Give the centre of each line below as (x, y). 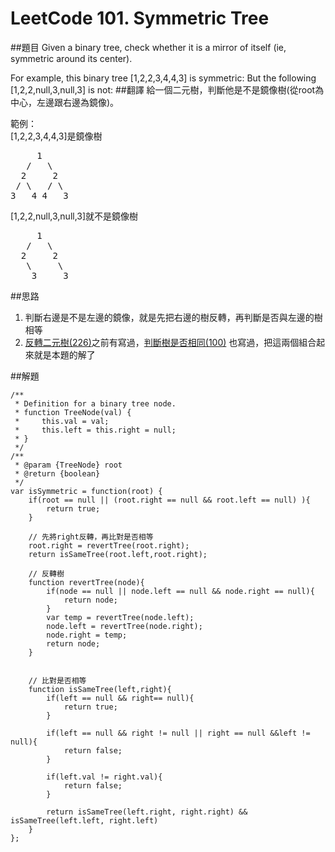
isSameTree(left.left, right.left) (84, 820)
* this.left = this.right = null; (95, 430)
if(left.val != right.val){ (104, 777)
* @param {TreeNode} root (68, 465)
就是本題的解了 (64, 354)
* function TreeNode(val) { (73, 412)
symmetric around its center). (71, 58)
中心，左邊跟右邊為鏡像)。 (65, 102)
